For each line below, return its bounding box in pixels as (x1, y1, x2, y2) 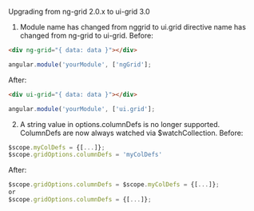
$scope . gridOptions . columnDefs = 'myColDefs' (8, 151, 162, 159)
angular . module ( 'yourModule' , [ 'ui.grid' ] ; (8, 105, 156, 113)
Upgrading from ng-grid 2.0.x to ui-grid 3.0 (8, 7, 150, 16)
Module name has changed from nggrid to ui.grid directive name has (19, 22, 246, 31)
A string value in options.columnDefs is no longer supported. (19, 119, 220, 129)
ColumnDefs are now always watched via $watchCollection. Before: (19, 128, 244, 137)
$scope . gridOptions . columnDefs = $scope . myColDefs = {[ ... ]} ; (8, 181, 220, 189)
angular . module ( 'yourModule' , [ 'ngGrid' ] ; (8, 60, 152, 69)
